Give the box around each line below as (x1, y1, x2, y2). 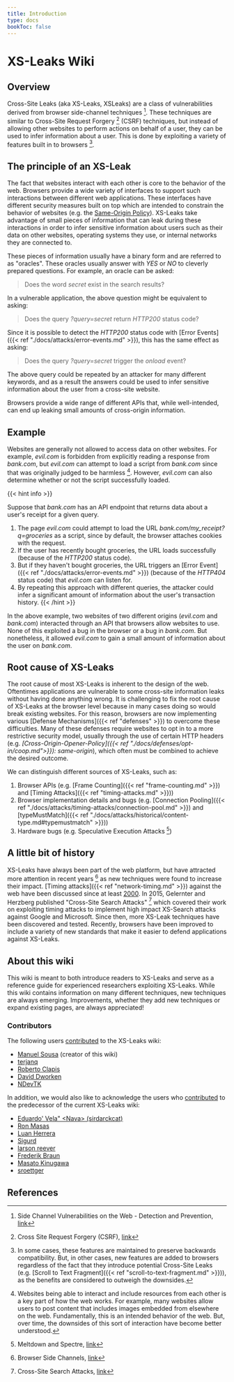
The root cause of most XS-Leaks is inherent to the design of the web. (7, 680, 209, 688)
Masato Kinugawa (17, 1159, 70, 1168)
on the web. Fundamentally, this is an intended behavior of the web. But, (17, 1311, 225, 1321)
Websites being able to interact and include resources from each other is (17, 1290, 226, 1298)
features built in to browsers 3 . (7, 139, 95, 149)
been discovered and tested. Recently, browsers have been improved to (7, 920, 214, 929)
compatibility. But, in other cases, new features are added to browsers (17, 1253, 219, 1262)
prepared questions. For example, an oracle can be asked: (7, 267, 174, 275)
